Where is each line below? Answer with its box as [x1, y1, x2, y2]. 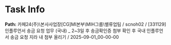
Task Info [5, 4, 45, 15]
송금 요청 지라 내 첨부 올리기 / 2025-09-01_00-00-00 [10, 34, 119, 40]
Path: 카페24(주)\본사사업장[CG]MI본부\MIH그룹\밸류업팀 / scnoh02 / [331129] [5, 21, 166, 27]
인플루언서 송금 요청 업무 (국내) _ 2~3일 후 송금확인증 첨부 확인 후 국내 [5, 27, 146, 34]
